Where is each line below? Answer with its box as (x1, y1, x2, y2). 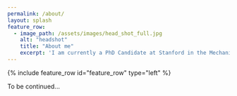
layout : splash (7, 17, 52, 24)
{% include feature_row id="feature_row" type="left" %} (7, 68, 171, 77)
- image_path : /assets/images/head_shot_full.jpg (13, 29, 162, 37)
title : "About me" (20, 43, 74, 50)
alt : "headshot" (20, 36, 68, 43)
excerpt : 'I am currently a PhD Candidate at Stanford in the (20, 50, 207, 57)
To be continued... (7, 82, 60, 90)
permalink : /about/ (7, 10, 65, 18)
